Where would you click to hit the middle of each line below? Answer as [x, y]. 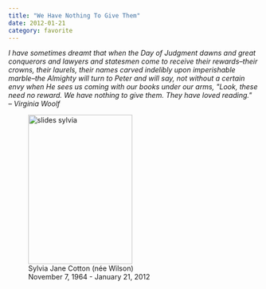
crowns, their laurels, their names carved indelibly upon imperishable [122, 70]
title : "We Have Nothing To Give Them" [74, 16]
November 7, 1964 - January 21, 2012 [89, 277]
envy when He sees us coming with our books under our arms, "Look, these [133, 87]
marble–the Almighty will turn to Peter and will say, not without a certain [127, 78]
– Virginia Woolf [34, 103]
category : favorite [41, 30]
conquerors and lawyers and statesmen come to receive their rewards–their [133, 61]
